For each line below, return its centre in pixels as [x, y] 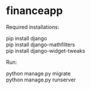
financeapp [34, 11]
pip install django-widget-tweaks [46, 50]
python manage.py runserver [41, 80]
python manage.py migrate [38, 73]
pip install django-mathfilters [41, 44]
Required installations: [33, 27]
